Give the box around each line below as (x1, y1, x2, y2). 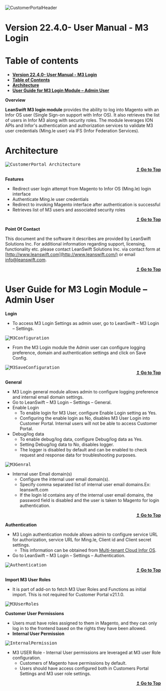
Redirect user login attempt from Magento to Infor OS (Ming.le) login (12, 186, 152, 192)
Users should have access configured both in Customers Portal (19, 665, 149, 671)
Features (5, 176, 24, 182)
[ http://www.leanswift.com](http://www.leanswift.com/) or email (5, 251, 136, 257)
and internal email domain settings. (12, 394, 84, 400)
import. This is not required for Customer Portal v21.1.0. (12, 592, 124, 597)
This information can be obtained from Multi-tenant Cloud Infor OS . (19, 547, 157, 553)
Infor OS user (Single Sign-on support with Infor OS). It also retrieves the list (5, 112, 160, 118)
